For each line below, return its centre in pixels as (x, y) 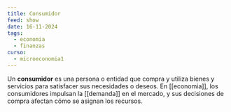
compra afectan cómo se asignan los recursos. (75, 101)
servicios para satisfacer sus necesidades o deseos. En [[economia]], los (113, 86)
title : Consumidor (34, 14)
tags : (15, 33)
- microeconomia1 (39, 59)
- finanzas (29, 46)
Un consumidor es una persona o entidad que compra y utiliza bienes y (111, 79)
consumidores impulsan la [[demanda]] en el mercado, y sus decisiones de (115, 93)
